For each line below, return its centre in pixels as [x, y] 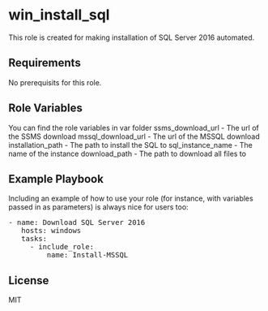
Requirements [45, 63]
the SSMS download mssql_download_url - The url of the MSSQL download [134, 136]
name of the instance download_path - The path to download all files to [128, 153]
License [29, 281]
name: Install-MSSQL [87, 255]
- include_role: [62, 247]
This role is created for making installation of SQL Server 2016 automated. [132, 37]
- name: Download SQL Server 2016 [77, 222]
